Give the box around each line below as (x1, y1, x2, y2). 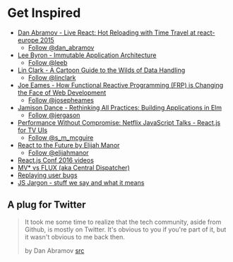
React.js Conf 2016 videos (17, 155, 94, 164)
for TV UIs (17, 126, 48, 134)
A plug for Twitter (7, 199, 86, 211)
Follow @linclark (28, 73, 76, 82)
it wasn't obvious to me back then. (24, 232, 126, 241)
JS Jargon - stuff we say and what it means (17, 178, 145, 186)
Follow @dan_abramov (28, 43, 95, 52)
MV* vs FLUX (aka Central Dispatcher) (17, 163, 131, 172)
